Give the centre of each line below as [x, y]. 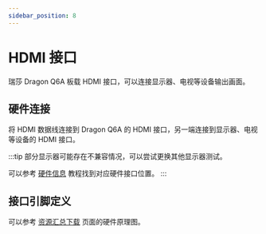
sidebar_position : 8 [43, 16]
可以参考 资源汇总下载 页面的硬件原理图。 [76, 222]
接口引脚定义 [40, 201]
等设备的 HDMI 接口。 [44, 140]
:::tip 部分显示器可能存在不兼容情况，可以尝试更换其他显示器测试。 [117, 157]
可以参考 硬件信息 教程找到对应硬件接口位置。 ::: [88, 173]
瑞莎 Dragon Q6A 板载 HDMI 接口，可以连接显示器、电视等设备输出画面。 [129, 81]
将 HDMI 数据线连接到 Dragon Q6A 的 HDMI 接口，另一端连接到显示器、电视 [133, 129]
